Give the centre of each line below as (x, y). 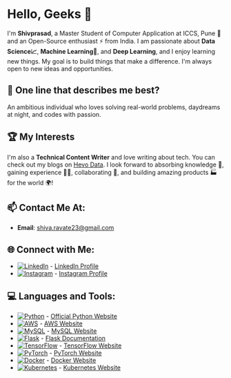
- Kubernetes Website (90, 368)
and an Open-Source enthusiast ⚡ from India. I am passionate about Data (111, 41)
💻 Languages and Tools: (61, 296)
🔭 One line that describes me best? (83, 90)
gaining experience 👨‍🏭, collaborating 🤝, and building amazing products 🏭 (112, 172)
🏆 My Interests (41, 137)
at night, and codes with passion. (54, 114)
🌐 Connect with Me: (51, 249)
